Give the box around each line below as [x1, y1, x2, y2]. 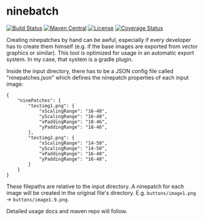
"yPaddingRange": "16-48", [38, 156, 108, 162]
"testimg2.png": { [28, 135, 75, 141]
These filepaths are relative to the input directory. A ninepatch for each [6, 183, 185, 190]
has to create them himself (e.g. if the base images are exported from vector [6, 43, 198, 50]
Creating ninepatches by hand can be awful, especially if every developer [6, 36, 191, 43]
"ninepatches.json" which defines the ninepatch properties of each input [6, 74, 189, 81]
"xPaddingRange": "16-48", [38, 150, 108, 156]
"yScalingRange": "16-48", [38, 113, 108, 119]
